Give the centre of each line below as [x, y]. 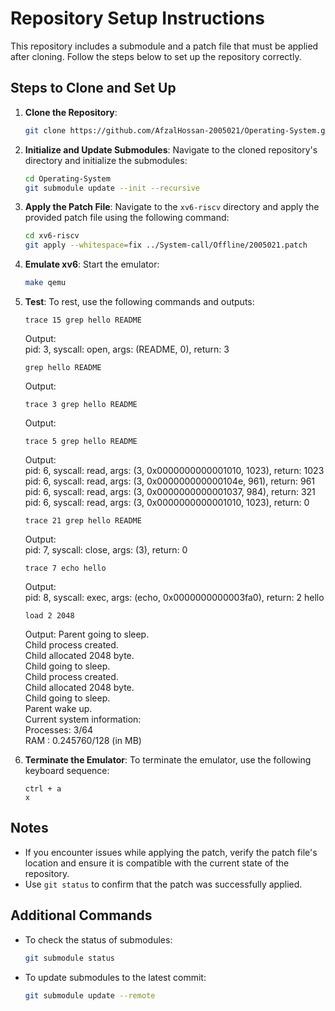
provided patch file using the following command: [127, 218]
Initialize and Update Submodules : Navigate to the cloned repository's [171, 149]
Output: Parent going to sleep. [87, 634]
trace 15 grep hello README [83, 320]
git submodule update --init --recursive [112, 188]
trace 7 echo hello [65, 568]
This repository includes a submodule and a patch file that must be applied [164, 46]
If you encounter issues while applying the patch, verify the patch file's [171, 852]
